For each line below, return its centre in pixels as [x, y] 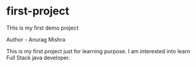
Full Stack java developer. [38, 57]
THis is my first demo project [42, 28]
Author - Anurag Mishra [36, 39]
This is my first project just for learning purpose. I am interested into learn [98, 51]
